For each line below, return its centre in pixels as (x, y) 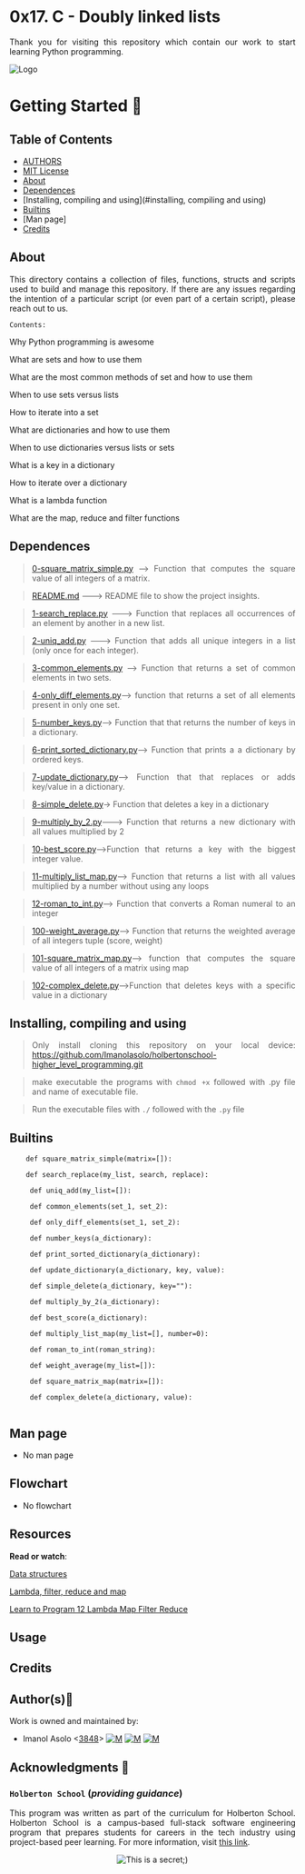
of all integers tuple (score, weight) (97, 940)
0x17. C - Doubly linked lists (115, 17)
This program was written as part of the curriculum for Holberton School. (152, 1813)
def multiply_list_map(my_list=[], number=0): (119, 1334)
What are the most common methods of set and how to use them (131, 377)
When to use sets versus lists (64, 394)
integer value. (57, 858)
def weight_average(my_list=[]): (93, 1366)
